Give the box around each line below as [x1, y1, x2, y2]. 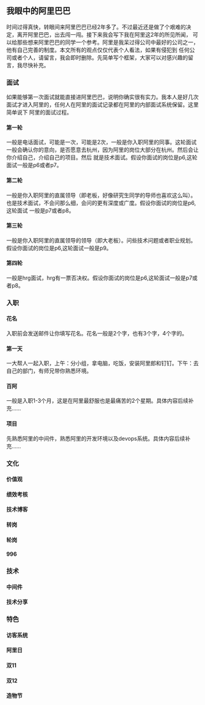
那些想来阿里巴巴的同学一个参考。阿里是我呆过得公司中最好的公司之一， [16, 39, 199, 46]
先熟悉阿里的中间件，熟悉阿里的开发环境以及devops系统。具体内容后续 [6, 435, 185, 442]
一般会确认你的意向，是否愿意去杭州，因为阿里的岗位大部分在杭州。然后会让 [6, 146, 199, 154]
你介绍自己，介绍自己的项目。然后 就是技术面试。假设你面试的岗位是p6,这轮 [6, 154, 198, 161]
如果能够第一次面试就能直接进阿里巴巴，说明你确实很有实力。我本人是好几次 [6, 94, 199, 101]
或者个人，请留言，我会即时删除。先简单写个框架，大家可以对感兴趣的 [11, 54, 188, 61]
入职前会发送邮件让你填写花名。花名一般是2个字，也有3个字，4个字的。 [6, 330, 188, 337]
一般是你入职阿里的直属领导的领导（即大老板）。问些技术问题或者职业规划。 [6, 236, 196, 244]
